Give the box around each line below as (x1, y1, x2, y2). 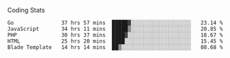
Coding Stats (7, 6, 45, 14)
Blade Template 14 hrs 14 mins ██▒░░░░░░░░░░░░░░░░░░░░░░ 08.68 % (7, 44, 223, 51)
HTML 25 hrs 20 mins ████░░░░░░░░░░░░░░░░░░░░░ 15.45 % (7, 38, 223, 45)
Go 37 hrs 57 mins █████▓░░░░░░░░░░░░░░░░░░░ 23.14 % (7, 20, 223, 27)
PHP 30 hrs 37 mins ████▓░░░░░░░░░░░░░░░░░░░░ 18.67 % (7, 31, 223, 38)
